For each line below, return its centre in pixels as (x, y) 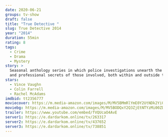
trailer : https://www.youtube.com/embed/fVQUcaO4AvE (61, 113)
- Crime (18, 52)
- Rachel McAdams (28, 94)
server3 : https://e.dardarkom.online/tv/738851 (56, 126)
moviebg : (14, 108)
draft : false (19, 19)
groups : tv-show (22, 15)
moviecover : (17, 103)
